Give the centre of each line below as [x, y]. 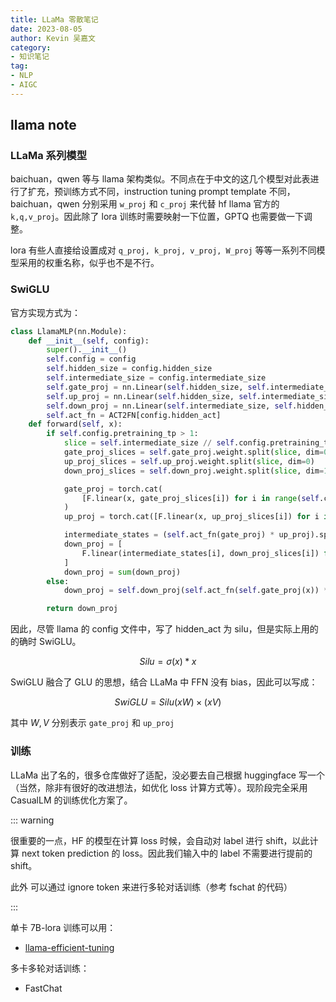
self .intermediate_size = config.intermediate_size [156, 378]
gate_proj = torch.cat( [113, 489]
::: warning [32, 820]
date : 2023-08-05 [46, 29]
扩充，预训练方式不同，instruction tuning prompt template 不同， [161, 192]
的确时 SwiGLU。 [46, 642]
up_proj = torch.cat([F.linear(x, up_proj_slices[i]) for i [191, 517]
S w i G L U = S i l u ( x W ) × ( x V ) [168, 702]
